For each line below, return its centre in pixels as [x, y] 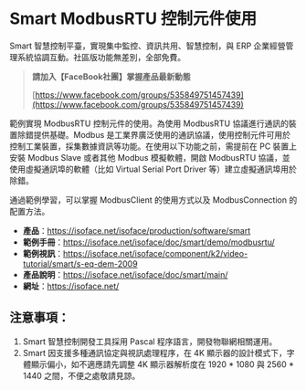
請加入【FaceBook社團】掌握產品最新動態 [111, 76]
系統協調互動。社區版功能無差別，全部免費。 [101, 57]
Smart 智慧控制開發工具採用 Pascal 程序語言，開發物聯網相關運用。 [150, 341]
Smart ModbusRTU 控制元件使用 [133, 19]
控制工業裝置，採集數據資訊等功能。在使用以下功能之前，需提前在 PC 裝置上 [153, 146]
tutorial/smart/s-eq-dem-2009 [80, 264]
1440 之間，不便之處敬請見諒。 [81, 375]
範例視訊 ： [43, 253]
